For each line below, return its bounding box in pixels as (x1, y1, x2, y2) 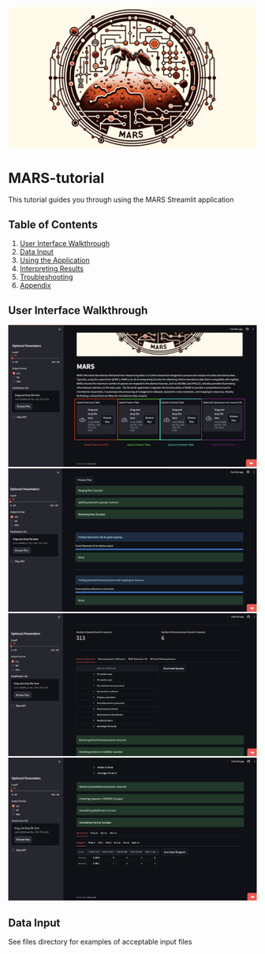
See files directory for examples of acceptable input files (8, 937, 192, 947)
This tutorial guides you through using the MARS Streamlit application (8, 195, 234, 204)
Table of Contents (8, 218, 99, 231)
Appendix (19, 281, 51, 290)
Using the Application (19, 255, 90, 265)
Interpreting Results (19, 264, 84, 274)
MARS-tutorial (8, 169, 105, 187)
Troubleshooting (19, 272, 73, 282)
